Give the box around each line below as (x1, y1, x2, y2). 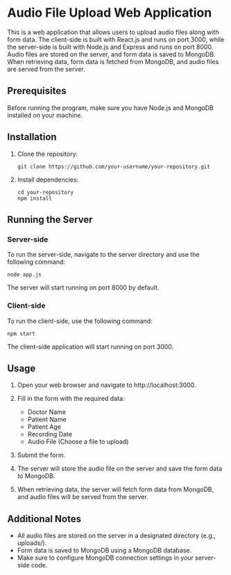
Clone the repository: (17, 150, 78, 158)
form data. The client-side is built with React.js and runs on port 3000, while (7, 35, 225, 43)
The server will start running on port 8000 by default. (7, 283, 160, 292)
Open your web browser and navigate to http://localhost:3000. (17, 381, 196, 389)
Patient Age (27, 423, 61, 431)
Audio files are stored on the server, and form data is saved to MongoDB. (7, 50, 216, 58)
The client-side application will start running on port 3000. (7, 342, 174, 351)
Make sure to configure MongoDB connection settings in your (17, 553, 194, 562)
